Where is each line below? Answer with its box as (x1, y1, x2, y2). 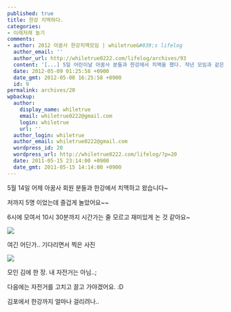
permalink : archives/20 (7, 87, 76, 94)
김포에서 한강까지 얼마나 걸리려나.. (7, 297, 100, 305)
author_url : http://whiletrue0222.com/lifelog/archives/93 (13, 55, 187, 62)
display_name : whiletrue (19, 106, 91, 113)
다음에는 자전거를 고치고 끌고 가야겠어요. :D (7, 282, 124, 291)
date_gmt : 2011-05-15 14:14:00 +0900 (13, 163, 122, 171)
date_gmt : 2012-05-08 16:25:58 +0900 (13, 74, 122, 81)
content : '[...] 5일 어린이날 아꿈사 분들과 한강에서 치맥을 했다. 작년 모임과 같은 (13, 61, 225, 68)
